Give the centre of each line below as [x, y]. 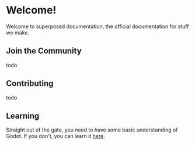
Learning [23, 115]
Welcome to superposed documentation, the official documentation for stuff [97, 26]
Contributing [30, 83]
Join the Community [44, 51]
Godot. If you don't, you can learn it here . [55, 136]
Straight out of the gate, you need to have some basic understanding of [92, 130]
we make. [18, 32]
